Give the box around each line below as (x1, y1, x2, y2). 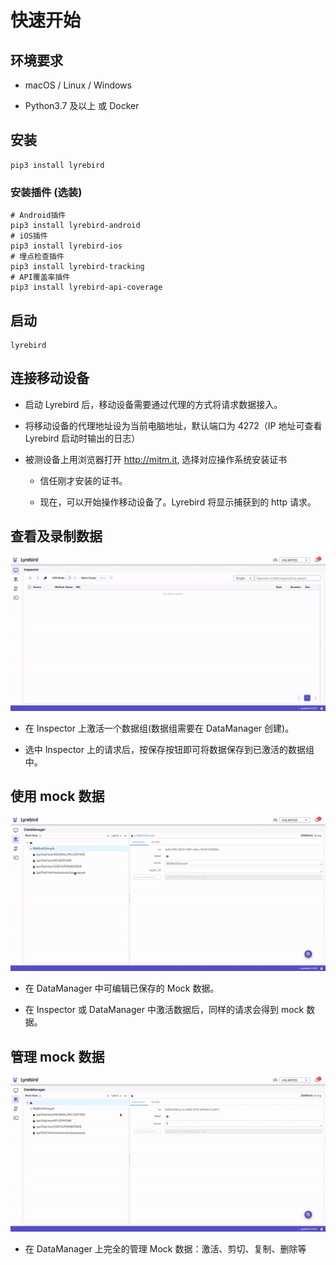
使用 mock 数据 (10, 788, 105, 805)
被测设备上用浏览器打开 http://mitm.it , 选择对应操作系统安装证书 (24, 453, 288, 465)
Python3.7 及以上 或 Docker (24, 100, 140, 111)
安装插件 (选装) (10, 185, 83, 199)
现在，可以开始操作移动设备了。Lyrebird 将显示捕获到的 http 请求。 (39, 496, 317, 508)
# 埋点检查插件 (10, 252, 65, 262)
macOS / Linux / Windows (24, 79, 132, 91)
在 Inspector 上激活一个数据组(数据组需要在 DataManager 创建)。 (24, 722, 295, 735)
